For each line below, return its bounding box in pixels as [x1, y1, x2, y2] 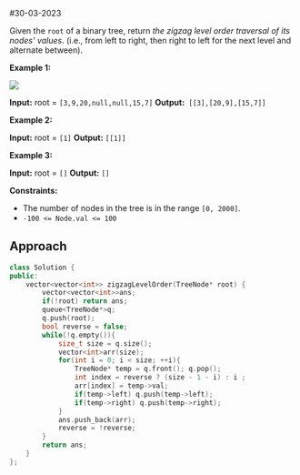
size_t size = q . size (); [57, 339, 153, 349]
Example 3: [9, 150, 53, 160]
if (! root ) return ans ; [42, 297, 128, 306]
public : [9, 271, 39, 280]
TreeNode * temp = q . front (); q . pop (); [74, 364, 222, 374]
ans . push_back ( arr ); [57, 415, 136, 424]
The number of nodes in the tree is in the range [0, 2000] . [22, 203, 241, 213]
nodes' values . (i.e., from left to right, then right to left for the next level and [9, 35, 292, 45]
